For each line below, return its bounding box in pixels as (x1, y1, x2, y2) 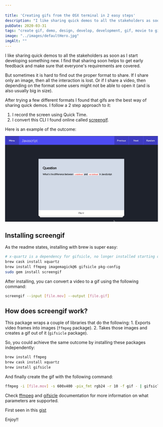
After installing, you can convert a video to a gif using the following (5, 278, 139, 284)
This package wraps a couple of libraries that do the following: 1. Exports (5, 320, 151, 325)
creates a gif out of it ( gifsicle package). (5, 330, 88, 336)
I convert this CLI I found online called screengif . (12, 117, 109, 122)
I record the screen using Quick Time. (12, 112, 88, 118)
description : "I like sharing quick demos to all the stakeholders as (5, 18, 151, 23)
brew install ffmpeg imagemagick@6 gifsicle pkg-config (5, 264, 120, 269)
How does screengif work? (5, 307, 88, 315)
